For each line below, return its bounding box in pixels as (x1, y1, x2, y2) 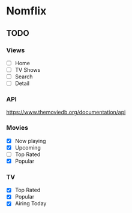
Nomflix (6, 4, 47, 18)
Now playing (14, 137, 46, 144)
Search (14, 73, 33, 80)
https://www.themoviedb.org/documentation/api (6, 109, 126, 116)
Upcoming (14, 144, 41, 151)
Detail (14, 80, 30, 87)
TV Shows (14, 66, 41, 73)
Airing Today (14, 200, 47, 207)
